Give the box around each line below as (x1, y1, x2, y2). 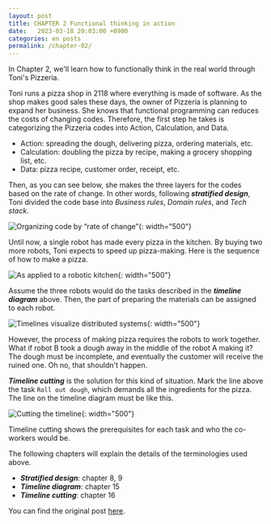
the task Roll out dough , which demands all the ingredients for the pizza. (8, 385, 252, 394)
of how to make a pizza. (8, 254, 88, 264)
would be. (37, 433, 70, 443)
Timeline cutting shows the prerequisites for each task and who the (8, 424, 233, 434)
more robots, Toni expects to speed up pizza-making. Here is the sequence (8, 246, 260, 256)
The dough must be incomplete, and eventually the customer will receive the (8, 351, 264, 361)
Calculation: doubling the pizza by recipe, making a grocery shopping (19, 147, 252, 157)
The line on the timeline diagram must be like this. (8, 394, 174, 403)
